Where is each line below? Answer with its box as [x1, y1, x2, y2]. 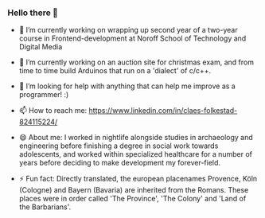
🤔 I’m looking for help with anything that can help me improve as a [18, 81, 236, 91]
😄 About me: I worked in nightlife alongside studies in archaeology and [18, 133, 254, 142]
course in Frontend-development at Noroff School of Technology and [18, 33, 247, 43]
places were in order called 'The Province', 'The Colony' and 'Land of [18, 194, 247, 204]
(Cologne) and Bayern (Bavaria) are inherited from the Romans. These [18, 185, 249, 195]
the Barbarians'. [18, 202, 72, 212]
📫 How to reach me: [18, 106, 88, 115]
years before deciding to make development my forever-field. [18, 158, 220, 168]
